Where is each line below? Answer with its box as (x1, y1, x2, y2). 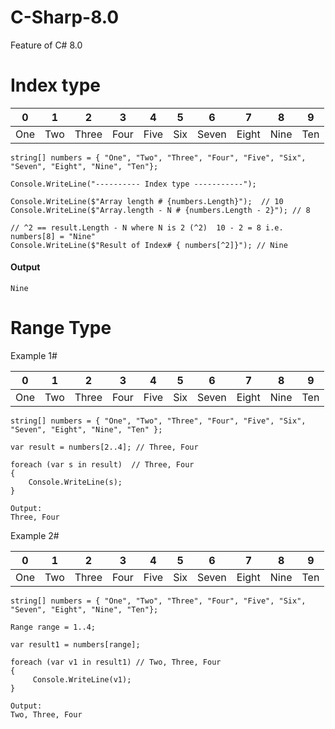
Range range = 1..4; (10, 622, 97, 633)
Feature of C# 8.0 (10, 39, 83, 51)
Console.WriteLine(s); (28, 477, 123, 488)
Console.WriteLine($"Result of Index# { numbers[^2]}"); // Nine (10, 240, 288, 250)
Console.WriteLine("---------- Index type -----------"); (10, 179, 257, 189)
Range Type (10, 317, 112, 340)
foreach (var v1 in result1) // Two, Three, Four (10, 657, 222, 668)
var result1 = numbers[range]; (10, 640, 141, 650)
